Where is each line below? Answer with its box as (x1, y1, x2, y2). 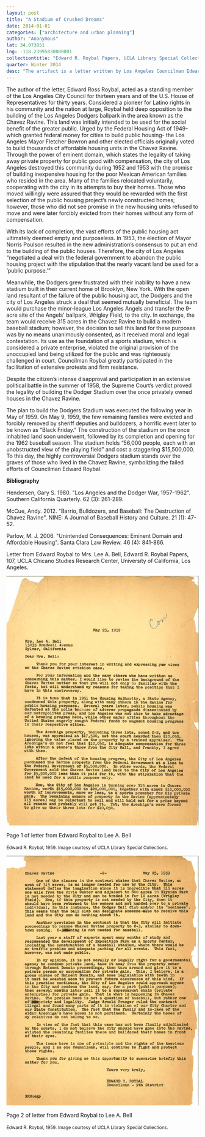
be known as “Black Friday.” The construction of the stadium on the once (6, 426, 190, 433)
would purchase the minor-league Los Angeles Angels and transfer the (6, 304, 185, 312)
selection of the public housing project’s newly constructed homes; (6, 196, 175, 203)
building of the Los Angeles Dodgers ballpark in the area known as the (6, 111, 184, 119)
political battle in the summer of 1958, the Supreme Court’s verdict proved (6, 382, 192, 389)
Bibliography (6, 477, 40, 484)
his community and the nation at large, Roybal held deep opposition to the (6, 105, 192, 113)
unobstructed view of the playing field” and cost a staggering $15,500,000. (6, 445, 195, 453)
